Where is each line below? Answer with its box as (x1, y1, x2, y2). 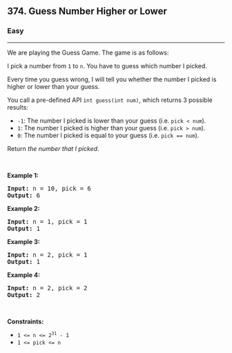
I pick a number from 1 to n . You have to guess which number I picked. (7, 61, 207, 70)
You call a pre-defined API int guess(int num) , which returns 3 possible (7, 96, 213, 104)
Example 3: (7, 237, 40, 245)
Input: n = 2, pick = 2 (7, 284, 88, 292)
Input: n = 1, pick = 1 (7, 217, 88, 225)
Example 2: (7, 204, 40, 212)
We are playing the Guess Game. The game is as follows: (7, 48, 169, 57)
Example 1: (7, 171, 39, 179)
